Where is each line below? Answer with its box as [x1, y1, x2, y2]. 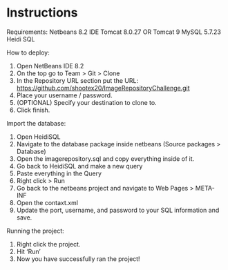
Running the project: [6, 226, 65, 235]
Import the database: [6, 119, 66, 127]
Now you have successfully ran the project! [16, 254, 140, 263]
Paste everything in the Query [16, 169, 102, 177]
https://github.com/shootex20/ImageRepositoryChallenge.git [16, 84, 191, 92]
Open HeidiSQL [16, 133, 61, 141]
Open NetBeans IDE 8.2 [16, 61, 84, 70]
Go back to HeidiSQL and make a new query [16, 162, 143, 170]
